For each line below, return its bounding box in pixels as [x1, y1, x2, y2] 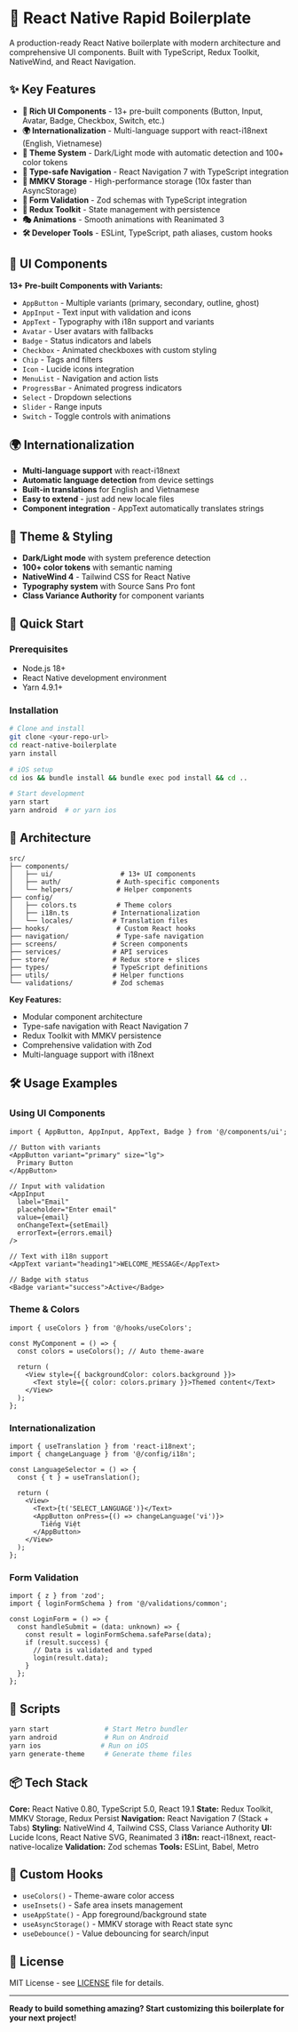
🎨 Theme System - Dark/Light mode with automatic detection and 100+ [21, 147, 285, 158]
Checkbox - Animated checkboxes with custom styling [21, 344, 217, 355]
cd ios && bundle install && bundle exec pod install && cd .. [9, 773, 248, 782]
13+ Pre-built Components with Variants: [9, 280, 163, 291]
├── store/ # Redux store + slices [9, 955, 200, 964]
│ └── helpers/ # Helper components [9, 884, 192, 894]
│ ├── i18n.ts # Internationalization [9, 908, 200, 917]
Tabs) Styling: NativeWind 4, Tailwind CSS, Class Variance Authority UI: [9, 1822, 272, 1833]
